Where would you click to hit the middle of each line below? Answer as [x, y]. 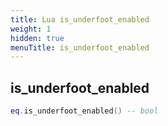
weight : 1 [31, 29]
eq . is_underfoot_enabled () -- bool [84, 111]
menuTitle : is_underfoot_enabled [80, 47]
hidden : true [37, 38]
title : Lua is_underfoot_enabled [80, 19]
